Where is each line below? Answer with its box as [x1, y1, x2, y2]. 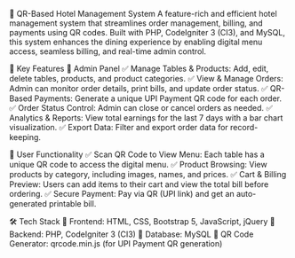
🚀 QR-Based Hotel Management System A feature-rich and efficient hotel [9, 9, 277, 19]
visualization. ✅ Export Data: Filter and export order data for [9, 122, 228, 132]
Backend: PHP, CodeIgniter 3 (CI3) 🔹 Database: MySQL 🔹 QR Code [9, 229, 254, 239]
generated [9, 199, 47, 208]
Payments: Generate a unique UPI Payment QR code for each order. [34, 93, 283, 104]
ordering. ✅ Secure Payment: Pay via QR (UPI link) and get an [9, 189, 235, 199]
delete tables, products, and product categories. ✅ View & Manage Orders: [9, 74, 283, 83]
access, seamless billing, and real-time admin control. [9, 46, 207, 57]
